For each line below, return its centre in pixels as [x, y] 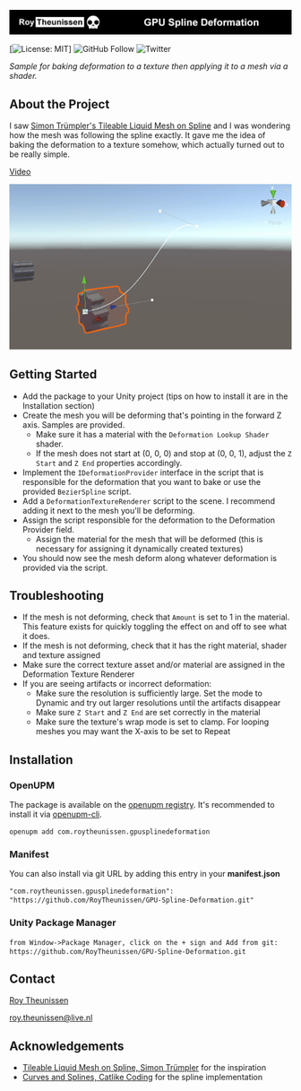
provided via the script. [65, 567]
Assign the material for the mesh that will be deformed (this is [149, 539]
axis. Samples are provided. [73, 424]
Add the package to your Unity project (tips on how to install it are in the [155, 396]
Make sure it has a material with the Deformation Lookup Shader [152, 434]
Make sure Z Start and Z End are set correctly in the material [148, 713]
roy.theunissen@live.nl [51, 1017]
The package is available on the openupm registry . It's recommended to [142, 805]
